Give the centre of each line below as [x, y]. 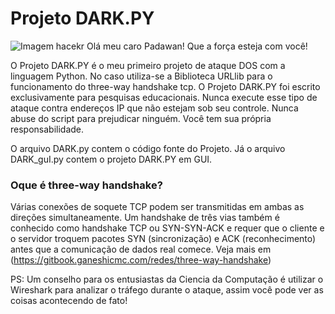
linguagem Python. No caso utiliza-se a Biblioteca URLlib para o [141, 76]
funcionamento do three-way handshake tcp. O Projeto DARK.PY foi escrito [165, 86]
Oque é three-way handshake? [86, 185]
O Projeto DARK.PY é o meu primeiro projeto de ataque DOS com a [148, 65]
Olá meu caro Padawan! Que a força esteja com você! [197, 46]
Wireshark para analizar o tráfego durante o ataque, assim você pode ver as [167, 290]
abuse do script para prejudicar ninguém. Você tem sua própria [141, 118]
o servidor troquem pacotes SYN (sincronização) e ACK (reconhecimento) [163, 239]
